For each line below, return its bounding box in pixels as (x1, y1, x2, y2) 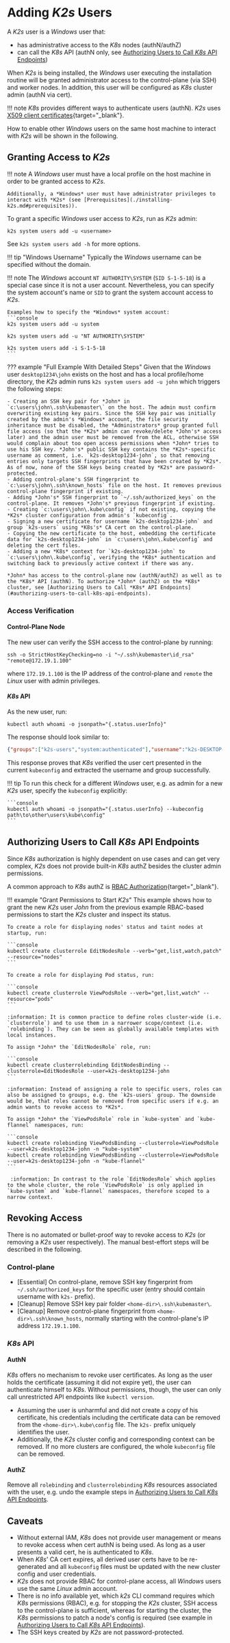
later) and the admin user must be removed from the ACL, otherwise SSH (7, 434, 219, 440)
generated (16, 1563, 47, 1571)
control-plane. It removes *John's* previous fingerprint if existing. (7, 499, 216, 507)
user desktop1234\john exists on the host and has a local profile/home (7, 370, 204, 378)
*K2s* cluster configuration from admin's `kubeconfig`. (7, 512, 173, 519)
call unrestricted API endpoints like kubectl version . (7, 1393, 155, 1401)
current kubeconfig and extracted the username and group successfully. (7, 766, 211, 774)
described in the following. (7, 1245, 82, 1253)
